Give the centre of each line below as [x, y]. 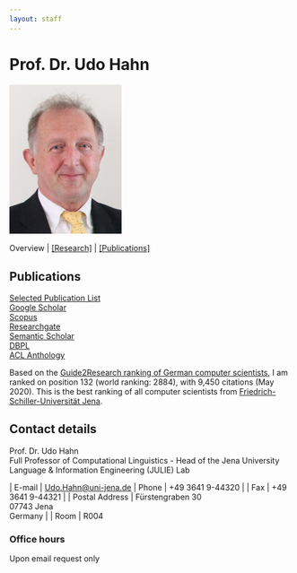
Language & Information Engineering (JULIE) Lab [100, 470]
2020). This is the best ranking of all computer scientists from [123, 391]
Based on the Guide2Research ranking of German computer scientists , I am [149, 372]
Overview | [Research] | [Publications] [80, 248]
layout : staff [36, 19]
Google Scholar [38, 307]
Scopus [23, 317]
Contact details [53, 429]
